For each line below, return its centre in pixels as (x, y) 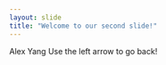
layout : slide (36, 17)
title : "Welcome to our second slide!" (83, 26)
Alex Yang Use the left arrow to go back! (83, 51)
